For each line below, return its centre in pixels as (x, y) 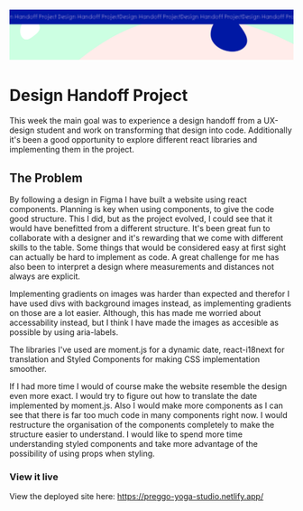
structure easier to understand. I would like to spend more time (126, 434)
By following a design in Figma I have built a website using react (129, 200)
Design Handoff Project (99, 96)
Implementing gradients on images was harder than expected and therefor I (150, 294)
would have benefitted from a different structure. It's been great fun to (140, 228)
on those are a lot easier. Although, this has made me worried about (135, 313)
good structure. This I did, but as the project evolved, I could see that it (141, 219)
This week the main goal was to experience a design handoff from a (136, 121)
